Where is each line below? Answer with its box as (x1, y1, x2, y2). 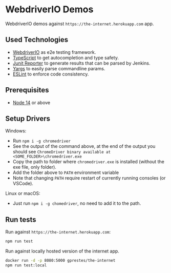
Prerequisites (5, 86, 49, 94)
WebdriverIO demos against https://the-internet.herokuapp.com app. (5, 21, 154, 27)
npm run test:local (5, 263, 47, 268)
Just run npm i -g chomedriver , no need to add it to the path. (12, 200, 141, 206)
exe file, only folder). (12, 164, 56, 170)
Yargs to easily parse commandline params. (12, 65, 105, 71)
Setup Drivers (5, 114, 50, 123)
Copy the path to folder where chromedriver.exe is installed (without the (12, 159, 165, 165)
